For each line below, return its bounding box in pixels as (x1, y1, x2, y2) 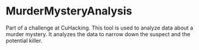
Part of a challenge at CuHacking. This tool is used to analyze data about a (5, 24, 194, 31)
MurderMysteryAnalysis (5, 4, 132, 18)
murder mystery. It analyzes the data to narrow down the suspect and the (5, 30, 190, 37)
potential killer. (5, 37, 43, 44)
